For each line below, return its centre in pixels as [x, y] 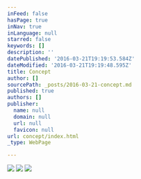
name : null [29, 110]
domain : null [32, 117]
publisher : [23, 104]
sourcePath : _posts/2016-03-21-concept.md [69, 85]
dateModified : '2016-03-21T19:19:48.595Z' [69, 65]
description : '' [31, 53]
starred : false [29, 40]
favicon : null [34, 130]
